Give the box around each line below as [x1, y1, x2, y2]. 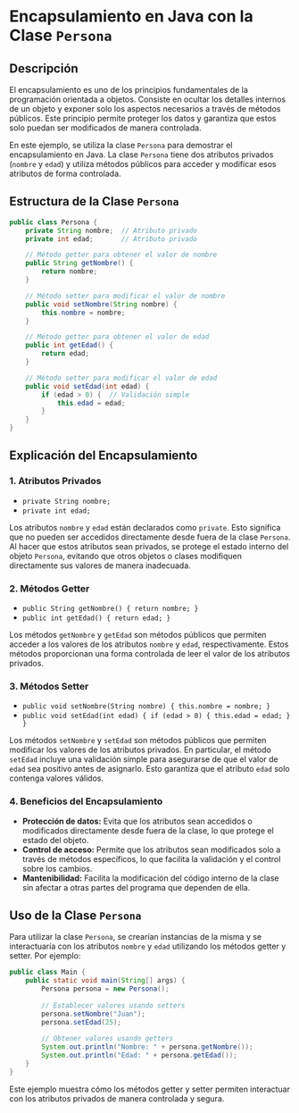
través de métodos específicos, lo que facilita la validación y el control [21, 853, 281, 864]
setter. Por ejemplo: [9, 950, 81, 961]
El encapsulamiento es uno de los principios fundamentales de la [9, 85, 248, 95]
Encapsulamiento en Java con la [9, 6, 253, 27]
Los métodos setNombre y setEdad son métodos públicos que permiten [9, 735, 267, 746]
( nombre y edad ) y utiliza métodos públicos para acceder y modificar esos [9, 159, 277, 169]
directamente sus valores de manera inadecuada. [9, 560, 192, 571]
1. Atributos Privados [9, 475, 102, 488]
